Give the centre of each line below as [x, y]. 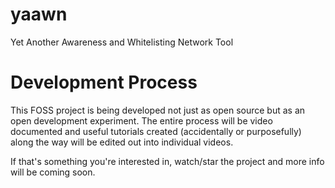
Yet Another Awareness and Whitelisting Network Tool [122, 42]
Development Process [104, 82]
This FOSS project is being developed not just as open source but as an [158, 110]
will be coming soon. [53, 172]
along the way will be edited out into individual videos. [122, 142]
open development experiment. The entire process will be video [141, 120]
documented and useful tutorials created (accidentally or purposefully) [156, 131]
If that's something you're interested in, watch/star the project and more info [167, 161]
